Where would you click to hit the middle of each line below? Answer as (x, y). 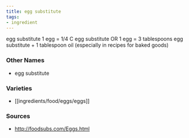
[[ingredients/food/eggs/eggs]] (52, 101)
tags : (13, 17)
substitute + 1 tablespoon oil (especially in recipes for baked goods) (87, 45)
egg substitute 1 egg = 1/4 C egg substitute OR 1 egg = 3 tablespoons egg (95, 39)
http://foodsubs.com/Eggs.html (52, 129)
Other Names (25, 60)
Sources (18, 116)
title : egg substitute (34, 11)
